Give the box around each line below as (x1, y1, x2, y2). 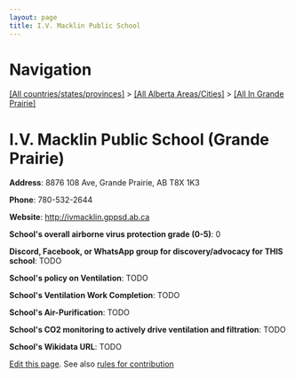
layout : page (9, 12, 58, 22)
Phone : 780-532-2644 (9, 194, 93, 205)
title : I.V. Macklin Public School (9, 21, 141, 30)
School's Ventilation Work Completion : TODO (9, 290, 180, 301)
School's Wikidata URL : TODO (9, 342, 123, 352)
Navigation (9, 59, 92, 80)
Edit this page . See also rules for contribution (9, 358, 175, 369)
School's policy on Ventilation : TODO (9, 272, 149, 284)
